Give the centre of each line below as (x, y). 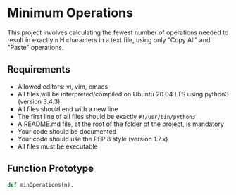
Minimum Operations (70, 13)
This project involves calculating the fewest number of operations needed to (118, 32)
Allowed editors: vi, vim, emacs (63, 87)
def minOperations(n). (41, 184)
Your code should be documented (67, 131)
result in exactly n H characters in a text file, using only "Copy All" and (109, 39)
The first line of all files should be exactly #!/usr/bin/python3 (106, 116)
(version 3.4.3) (39, 101)
